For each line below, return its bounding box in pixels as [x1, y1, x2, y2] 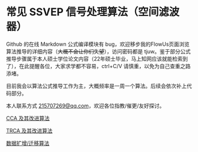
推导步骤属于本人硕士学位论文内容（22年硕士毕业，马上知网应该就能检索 [6, 55, 183, 62]
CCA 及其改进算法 [6, 114, 50, 121]
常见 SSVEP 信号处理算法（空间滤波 [6, 5, 180, 19]
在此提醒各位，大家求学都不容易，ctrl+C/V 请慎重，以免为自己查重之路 [18, 62, 191, 69]
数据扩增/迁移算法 [6, 139, 50, 147]
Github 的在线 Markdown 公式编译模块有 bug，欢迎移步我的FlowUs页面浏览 [6, 40, 190, 48]
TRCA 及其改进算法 [6, 127, 53, 134]
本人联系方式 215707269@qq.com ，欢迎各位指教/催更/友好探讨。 [6, 102, 165, 109]
